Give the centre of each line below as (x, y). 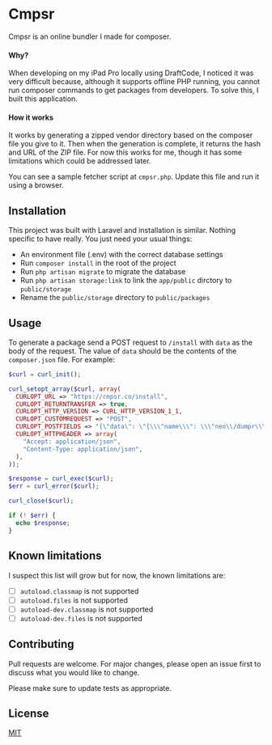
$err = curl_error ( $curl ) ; (54, 486)
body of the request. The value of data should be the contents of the (123, 351)
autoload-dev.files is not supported (81, 618)
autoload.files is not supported (74, 600)
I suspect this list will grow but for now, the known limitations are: (117, 575)
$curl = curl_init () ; (45, 374)
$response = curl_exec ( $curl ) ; (61, 479)
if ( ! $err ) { (32, 516)
